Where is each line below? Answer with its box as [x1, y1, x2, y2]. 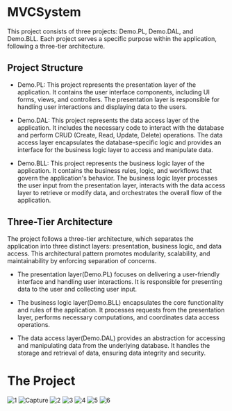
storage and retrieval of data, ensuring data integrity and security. [17, 349, 206, 357]
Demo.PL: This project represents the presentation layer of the [17, 81, 197, 89]
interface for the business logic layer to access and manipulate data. [17, 145, 213, 153]
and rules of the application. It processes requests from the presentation [17, 305, 225, 314]
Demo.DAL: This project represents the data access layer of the [17, 116, 199, 124]
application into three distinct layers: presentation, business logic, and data [7, 242, 222, 250]
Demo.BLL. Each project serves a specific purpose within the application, [7, 34, 217, 42]
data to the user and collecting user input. [17, 285, 138, 293]
